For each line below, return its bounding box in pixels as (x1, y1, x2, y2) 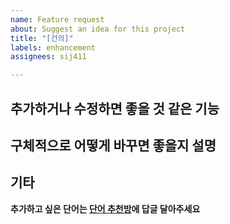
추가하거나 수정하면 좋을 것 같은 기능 (10, 100, 220, 117)
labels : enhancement (10, 42, 97, 53)
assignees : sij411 (10, 52, 87, 62)
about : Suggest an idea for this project (10, 24, 186, 34)
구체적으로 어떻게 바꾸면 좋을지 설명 (10, 137, 217, 154)
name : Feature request (10, 14, 105, 25)
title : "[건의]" (10, 33, 74, 43)
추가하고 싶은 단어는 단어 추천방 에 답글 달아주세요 (10, 202, 201, 215)
